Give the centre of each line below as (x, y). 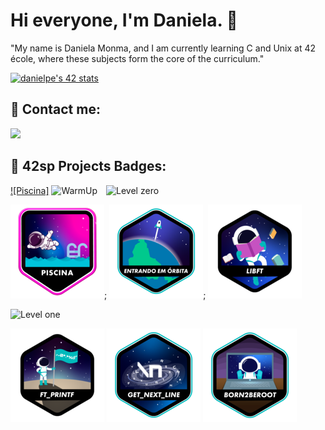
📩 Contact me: (55, 109)
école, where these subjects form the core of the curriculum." (137, 58)
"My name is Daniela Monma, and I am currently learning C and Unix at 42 (163, 48)
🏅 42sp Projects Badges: (88, 166)
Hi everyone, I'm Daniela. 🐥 (124, 20)
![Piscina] (30, 190)
